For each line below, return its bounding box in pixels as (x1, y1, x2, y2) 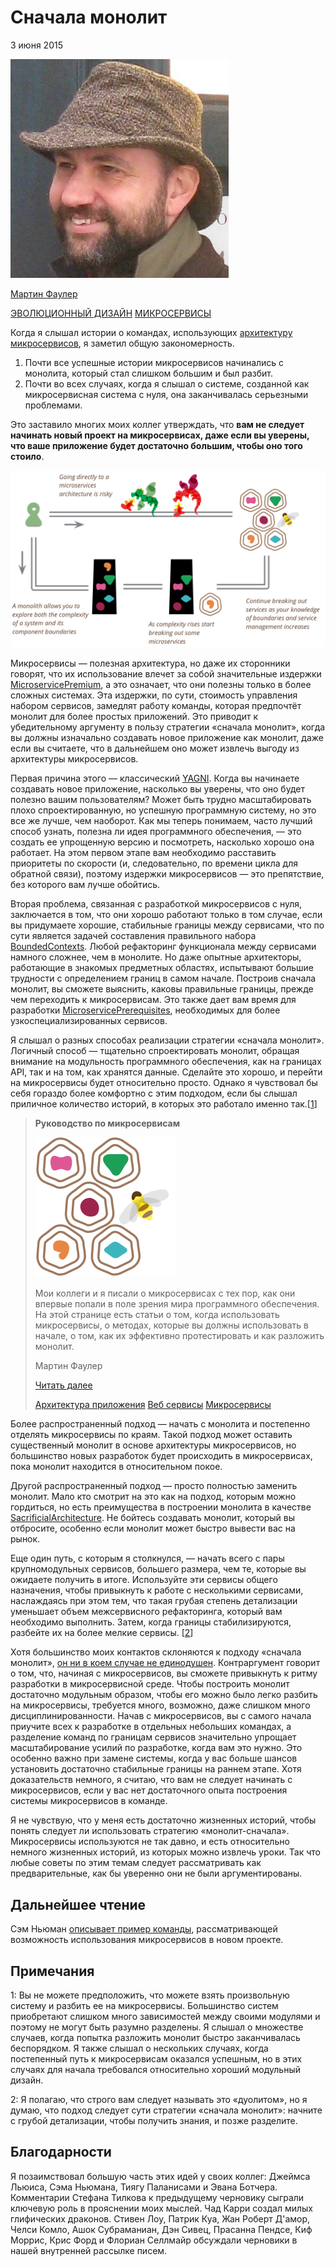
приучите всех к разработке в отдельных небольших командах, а (10, 1721, 292, 1733)
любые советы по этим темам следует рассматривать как (10, 1857, 262, 1869)
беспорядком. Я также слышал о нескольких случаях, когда (10, 2042, 269, 2055)
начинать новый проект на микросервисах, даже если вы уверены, (10, 429, 310, 441)
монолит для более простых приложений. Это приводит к (10, 711, 259, 723)
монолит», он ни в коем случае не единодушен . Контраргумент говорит (10, 1657, 321, 1669)
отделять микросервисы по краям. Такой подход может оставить (10, 1429, 293, 1441)
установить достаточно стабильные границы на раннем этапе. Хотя (10, 1763, 302, 1775)
